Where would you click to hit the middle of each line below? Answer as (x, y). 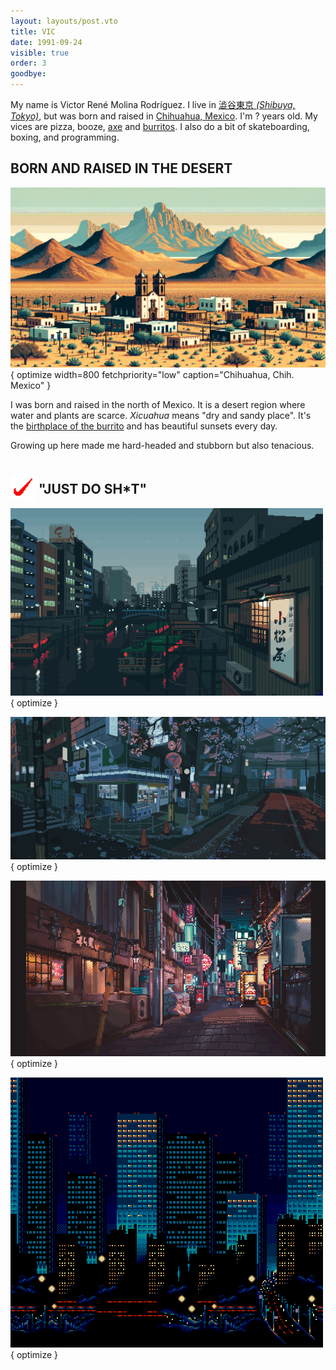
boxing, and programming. (65, 137)
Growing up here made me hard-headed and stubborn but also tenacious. (162, 445)
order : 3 (28, 63)
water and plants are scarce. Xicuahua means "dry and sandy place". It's (161, 415)
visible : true (40, 53)
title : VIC (33, 31)
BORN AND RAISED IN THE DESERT (121, 168)
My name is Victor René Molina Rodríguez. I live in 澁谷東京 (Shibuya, (153, 104)
